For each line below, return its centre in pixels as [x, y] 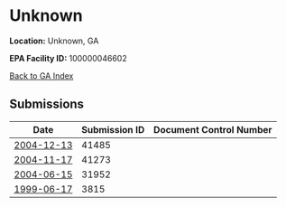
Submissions [46, 104]
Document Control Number [212, 129]
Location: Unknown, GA [54, 41]
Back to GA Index [42, 75]
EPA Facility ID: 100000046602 [69, 58]
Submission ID [113, 129]
